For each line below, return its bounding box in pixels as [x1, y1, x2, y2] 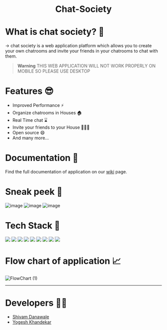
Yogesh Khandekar [12, 319, 52, 325]
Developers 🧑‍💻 [5, 297, 67, 309]
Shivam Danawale [12, 314, 50, 320]
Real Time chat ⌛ [12, 117, 48, 123]
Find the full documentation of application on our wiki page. [5, 169, 128, 174]
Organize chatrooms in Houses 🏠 [12, 110, 82, 116]
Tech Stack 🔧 [5, 220, 61, 232]
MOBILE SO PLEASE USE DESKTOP [17, 68, 90, 74]
